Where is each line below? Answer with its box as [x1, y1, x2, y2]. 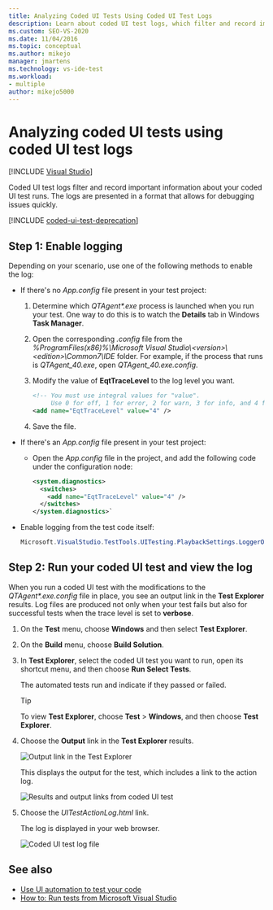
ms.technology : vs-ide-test [8, 65, 104, 73]
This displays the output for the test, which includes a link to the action [19, 767, 258, 777]
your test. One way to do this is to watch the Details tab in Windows [32, 310, 260, 320]
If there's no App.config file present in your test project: [19, 286, 207, 295]
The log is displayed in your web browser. [19, 823, 160, 833]
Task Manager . [32, 318, 84, 328]
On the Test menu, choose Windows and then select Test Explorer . [19, 623, 248, 633]
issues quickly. [8, 200, 58, 210]
